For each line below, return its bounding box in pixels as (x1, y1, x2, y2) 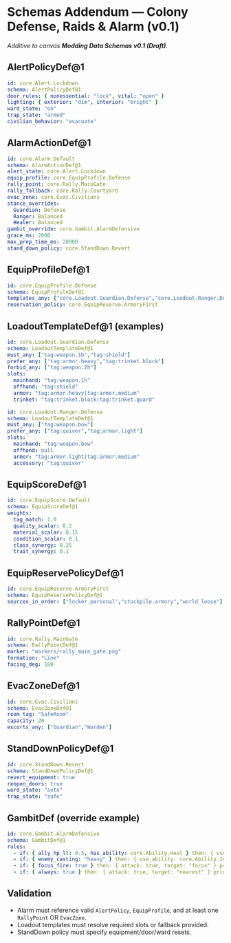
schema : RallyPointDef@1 (7, 642, 78, 649)
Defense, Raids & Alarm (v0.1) (7, 19, 180, 34)
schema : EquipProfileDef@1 (7, 288, 85, 296)
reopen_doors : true (7, 780, 63, 788)
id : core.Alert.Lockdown (7, 80, 78, 87)
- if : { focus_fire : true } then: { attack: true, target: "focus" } (13, 863, 217, 869)
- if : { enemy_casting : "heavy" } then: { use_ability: (13, 856, 177, 863)
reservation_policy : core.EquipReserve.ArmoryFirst (7, 301, 158, 308)
